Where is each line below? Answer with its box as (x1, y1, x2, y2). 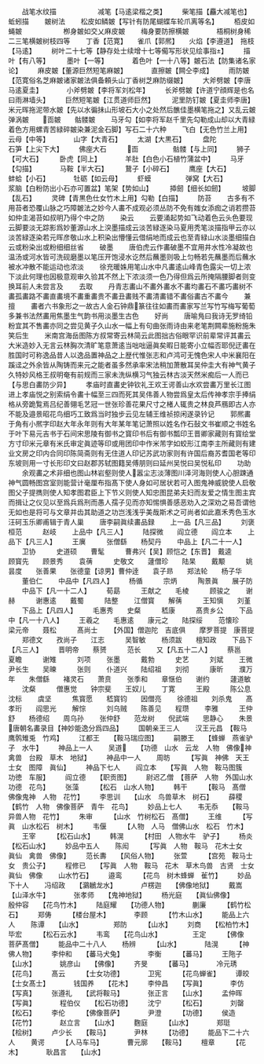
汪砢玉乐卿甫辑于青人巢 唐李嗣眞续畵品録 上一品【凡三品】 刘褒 (8, 517, 255, 526)
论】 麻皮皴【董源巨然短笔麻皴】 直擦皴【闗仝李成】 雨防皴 (8, 66, 250, 75)
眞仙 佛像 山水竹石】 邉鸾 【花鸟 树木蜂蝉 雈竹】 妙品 (8, 871, 251, 879)
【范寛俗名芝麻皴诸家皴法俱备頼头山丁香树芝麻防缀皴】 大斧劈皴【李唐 (8, 75, 251, 85)
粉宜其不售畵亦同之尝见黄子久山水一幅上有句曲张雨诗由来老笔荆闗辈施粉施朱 (8, 321, 256, 330)
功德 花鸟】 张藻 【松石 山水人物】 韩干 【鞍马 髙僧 (8, 782, 246, 792)
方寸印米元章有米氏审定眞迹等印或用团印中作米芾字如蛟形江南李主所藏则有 (8, 439, 249, 448)
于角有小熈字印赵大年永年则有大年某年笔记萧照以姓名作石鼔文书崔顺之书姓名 (8, 419, 256, 428)
